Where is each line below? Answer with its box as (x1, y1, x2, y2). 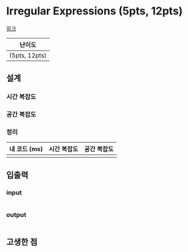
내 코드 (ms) (9, 145, 43, 153)
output (6, 211, 27, 219)
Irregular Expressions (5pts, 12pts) (6, 4, 183, 18)
